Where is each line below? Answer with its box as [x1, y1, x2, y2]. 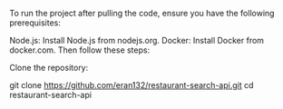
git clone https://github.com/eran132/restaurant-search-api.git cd [9, 80, 254, 90]
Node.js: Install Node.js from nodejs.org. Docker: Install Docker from [9, 35, 265, 45]
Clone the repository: [9, 63, 89, 73]
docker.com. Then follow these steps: [9, 45, 151, 55]
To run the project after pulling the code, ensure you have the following [9, 8, 275, 18]
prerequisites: [9, 17, 62, 28]
